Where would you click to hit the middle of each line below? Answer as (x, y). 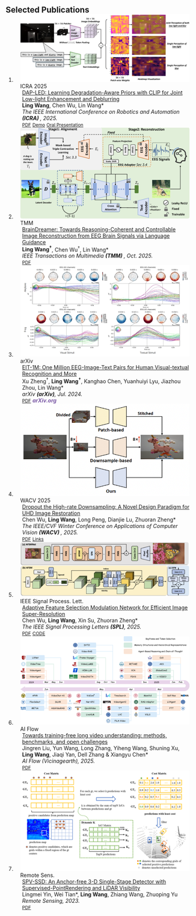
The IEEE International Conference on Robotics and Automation (101, 112)
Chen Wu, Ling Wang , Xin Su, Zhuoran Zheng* (80, 621)
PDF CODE (34, 634)
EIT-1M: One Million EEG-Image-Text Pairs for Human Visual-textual (106, 367)
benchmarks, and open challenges (65, 742)
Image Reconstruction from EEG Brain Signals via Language (96, 236)
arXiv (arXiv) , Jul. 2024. (52, 394)
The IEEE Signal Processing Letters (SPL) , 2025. (82, 627)
